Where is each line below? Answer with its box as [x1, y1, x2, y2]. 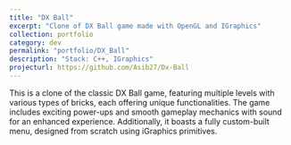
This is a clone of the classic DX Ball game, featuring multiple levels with [9, 87, 275, 98]
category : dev [9, 38, 62, 47]
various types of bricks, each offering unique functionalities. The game [9, 97, 270, 107]
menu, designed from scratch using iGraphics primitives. [9, 125, 218, 136]
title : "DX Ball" [9, 13, 74, 22]
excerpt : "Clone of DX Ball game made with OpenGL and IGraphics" [9, 21, 262, 30]
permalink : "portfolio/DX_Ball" [9, 47, 129, 55]
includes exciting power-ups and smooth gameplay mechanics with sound [9, 107, 283, 117]
